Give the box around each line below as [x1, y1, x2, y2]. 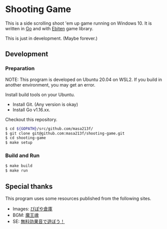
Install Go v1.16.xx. [12, 107, 50, 113]
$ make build [5, 164, 33, 169]
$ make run [5, 168, 28, 173]
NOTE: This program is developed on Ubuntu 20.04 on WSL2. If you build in [5, 77, 162, 83]
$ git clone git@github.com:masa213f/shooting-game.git [5, 131, 125, 136]
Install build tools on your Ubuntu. [5, 92, 75, 98]
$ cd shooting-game [5, 135, 46, 140]
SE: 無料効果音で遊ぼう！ [12, 218, 65, 224]
